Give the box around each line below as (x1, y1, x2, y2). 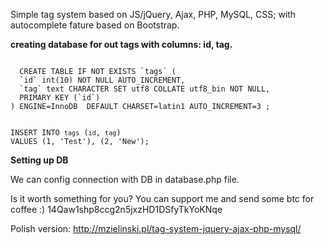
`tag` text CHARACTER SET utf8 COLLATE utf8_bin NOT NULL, (19, 84, 271, 94)
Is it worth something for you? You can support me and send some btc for (10, 193, 315, 204)
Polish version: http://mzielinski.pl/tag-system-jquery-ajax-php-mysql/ (10, 223, 302, 234)
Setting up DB (10, 154, 69, 166)
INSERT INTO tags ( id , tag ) (10, 128, 122, 138)
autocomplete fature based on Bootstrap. (10, 19, 180, 31)
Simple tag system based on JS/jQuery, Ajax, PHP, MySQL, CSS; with (10, 9, 297, 20)
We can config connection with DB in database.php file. (10, 174, 240, 185)
